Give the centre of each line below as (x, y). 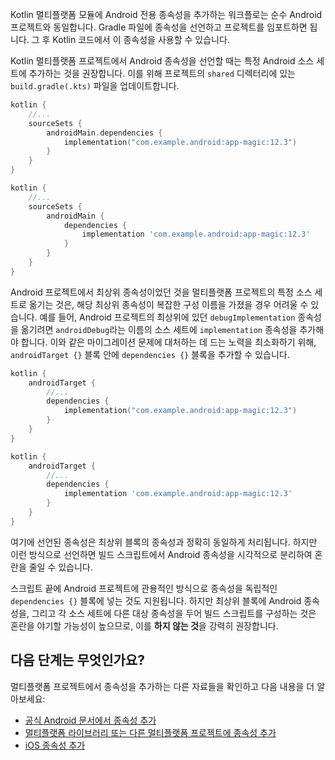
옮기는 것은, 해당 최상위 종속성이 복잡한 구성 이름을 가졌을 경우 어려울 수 (168, 304)
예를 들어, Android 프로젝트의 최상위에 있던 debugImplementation (167, 317)
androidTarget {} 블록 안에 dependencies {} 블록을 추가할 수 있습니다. (150, 354)
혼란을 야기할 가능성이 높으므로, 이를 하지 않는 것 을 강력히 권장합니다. (144, 625)
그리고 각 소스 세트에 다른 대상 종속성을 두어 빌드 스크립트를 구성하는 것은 (174, 613)
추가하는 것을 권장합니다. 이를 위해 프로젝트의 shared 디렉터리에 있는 (162, 73)
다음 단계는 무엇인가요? (77, 660)
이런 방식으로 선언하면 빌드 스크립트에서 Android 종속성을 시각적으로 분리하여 (161, 554)
